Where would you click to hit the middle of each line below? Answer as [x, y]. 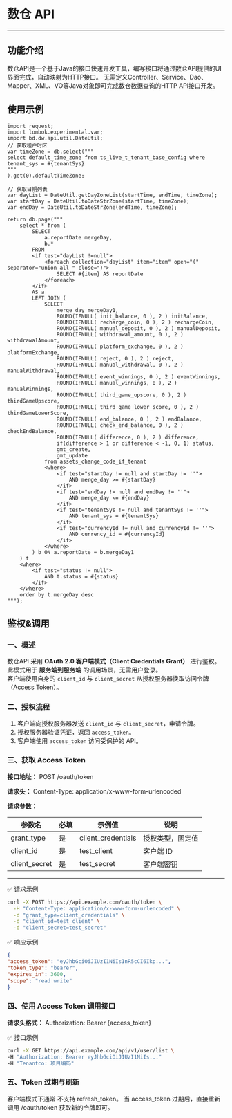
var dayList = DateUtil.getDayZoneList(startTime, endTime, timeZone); [112, 195]
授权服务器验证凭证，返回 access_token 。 [76, 732]
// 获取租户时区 [27, 145]
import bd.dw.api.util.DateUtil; [55, 138]
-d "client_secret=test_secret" [60, 928]
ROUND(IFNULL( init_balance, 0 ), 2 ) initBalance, [132, 316]
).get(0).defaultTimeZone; [46, 176]
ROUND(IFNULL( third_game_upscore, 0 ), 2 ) [122, 395]
